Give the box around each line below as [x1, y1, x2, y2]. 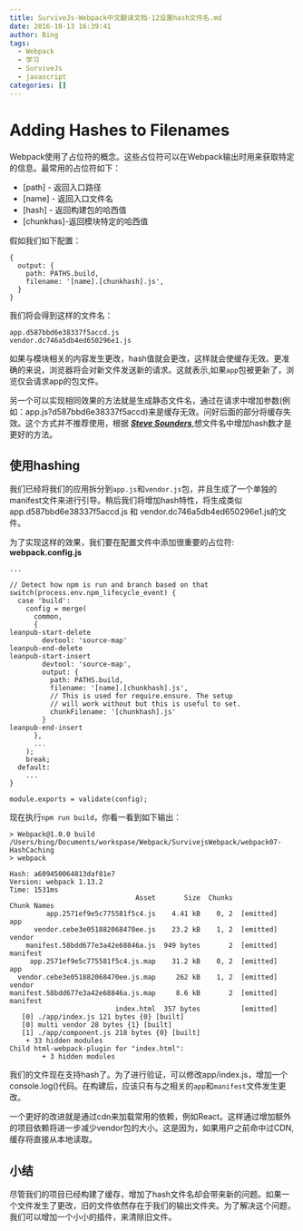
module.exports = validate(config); [9, 795, 148, 804]
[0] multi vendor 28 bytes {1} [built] [21, 1021, 172, 1030]
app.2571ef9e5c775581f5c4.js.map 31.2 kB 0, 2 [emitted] [29, 957, 279, 966]
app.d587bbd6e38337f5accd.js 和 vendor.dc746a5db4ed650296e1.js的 [9, 506, 279, 517]
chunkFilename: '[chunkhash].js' [49, 708, 177, 717]
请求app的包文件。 [33, 376, 104, 386]
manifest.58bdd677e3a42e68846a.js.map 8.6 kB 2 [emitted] [9, 989, 279, 998]
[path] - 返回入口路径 [22, 181, 102, 192]
